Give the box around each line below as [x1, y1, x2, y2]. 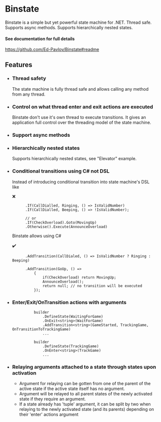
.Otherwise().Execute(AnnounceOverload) [25, 224, 108, 229]
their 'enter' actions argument [19, 411, 79, 418]
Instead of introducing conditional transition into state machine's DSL [12, 179, 150, 185]
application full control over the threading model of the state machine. [12, 120, 151, 126]
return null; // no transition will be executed [43, 283, 143, 288]
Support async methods [12, 132, 70, 139]
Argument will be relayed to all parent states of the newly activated [19, 391, 152, 397]
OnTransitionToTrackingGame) [12, 326, 71, 332]
